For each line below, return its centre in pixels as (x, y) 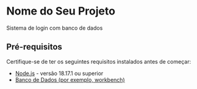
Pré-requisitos (34, 47)
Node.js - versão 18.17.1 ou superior (59, 73)
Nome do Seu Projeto (61, 11)
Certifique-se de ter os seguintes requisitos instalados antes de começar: (99, 61)
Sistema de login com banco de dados (55, 28)
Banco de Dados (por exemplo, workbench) (70, 79)
